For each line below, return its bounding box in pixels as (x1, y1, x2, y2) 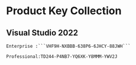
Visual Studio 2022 (6, 28, 79, 38)
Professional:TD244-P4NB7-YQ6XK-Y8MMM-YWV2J (6, 54, 118, 60)
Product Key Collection (6, 4, 122, 18)
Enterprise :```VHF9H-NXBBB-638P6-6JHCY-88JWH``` (6, 43, 131, 49)
